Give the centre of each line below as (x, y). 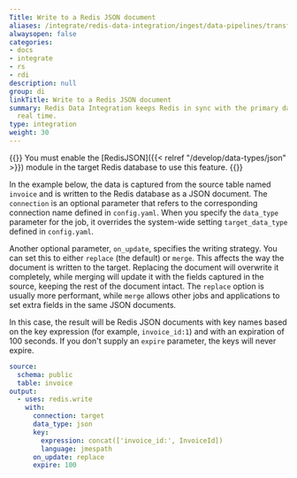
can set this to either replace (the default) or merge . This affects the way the (147, 258)
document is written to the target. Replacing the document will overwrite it (144, 267)
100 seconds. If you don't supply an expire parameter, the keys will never (143, 341)
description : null (43, 83)
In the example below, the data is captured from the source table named (140, 184)
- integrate (31, 58)
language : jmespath (77, 449)
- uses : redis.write (55, 399)
